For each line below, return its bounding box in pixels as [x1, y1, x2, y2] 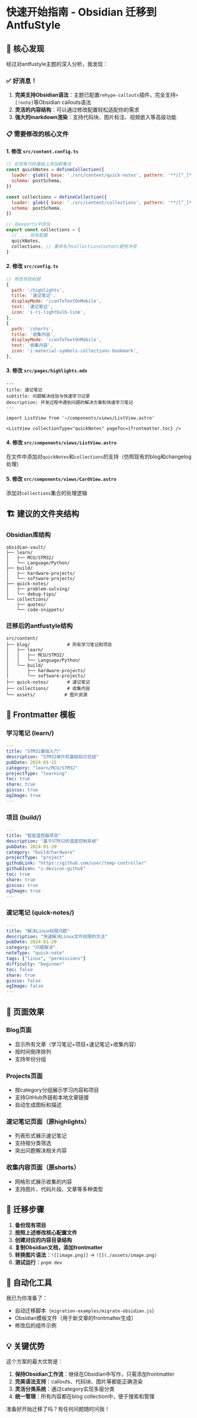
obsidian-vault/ [6, 544, 46, 550]
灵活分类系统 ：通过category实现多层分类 [14, 1385, 115, 1392]
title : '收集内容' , [11, 331, 56, 338]
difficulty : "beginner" [6, 961, 65, 967]
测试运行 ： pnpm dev [14, 1258, 63, 1266]
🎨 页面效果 [6, 1007, 44, 1017]
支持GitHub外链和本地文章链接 [14, 1094, 89, 1101]
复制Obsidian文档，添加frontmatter [14, 1243, 103, 1251]
